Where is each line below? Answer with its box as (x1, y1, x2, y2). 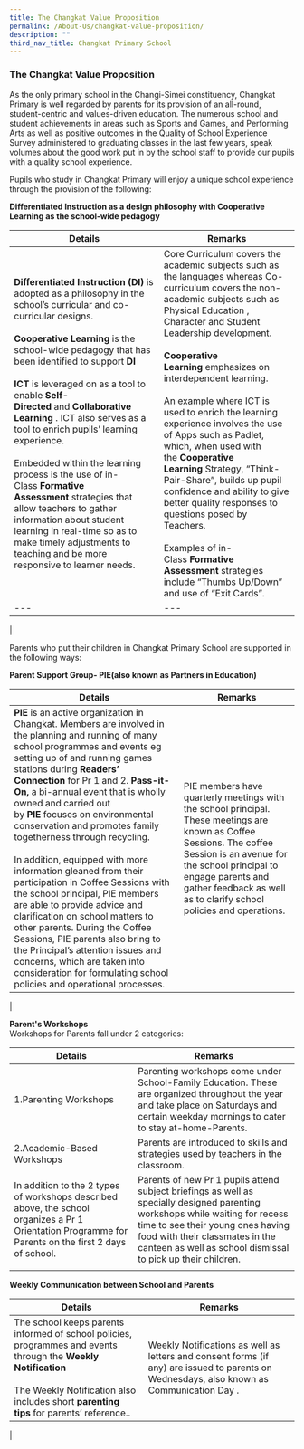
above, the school (14, 1201, 90, 1214)
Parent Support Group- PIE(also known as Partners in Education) (9, 669, 258, 680)
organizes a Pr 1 (14, 1213, 84, 1225)
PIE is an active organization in (14, 706, 144, 719)
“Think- (245, 462, 280, 475)
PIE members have (184, 779, 264, 792)
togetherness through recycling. (14, 830, 151, 843)
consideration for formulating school (14, 966, 169, 978)
